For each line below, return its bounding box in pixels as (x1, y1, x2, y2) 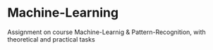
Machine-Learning (7, 5, 118, 21)
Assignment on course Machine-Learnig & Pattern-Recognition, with (7, 28, 206, 36)
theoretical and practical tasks (7, 35, 95, 43)
